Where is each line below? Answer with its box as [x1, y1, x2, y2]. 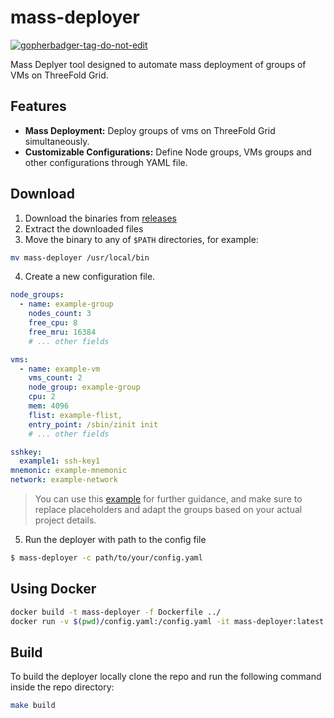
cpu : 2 [28, 392, 56, 402]
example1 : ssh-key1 [19, 456, 101, 466]
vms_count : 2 [28, 373, 83, 383]
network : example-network [10, 475, 118, 485]
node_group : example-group [28, 382, 141, 393]
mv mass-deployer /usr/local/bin [10, 252, 150, 263]
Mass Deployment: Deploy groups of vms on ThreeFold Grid [24, 124, 276, 136]
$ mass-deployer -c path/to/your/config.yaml [10, 553, 203, 563]
